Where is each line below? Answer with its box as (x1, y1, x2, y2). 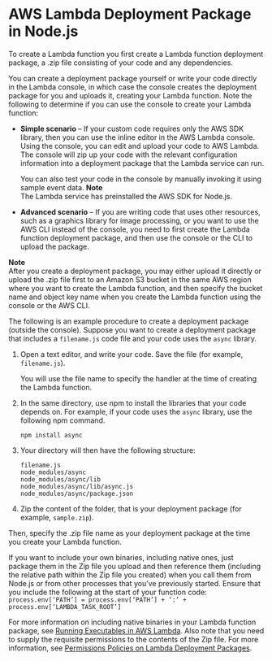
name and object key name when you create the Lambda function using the (8, 292, 261, 302)
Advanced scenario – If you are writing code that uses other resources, (19, 207, 261, 216)
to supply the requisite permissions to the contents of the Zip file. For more (8, 634, 259, 644)
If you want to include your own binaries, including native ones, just (8, 552, 234, 562)
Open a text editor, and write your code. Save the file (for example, (19, 349, 244, 359)
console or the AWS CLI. (8, 300, 91, 310)
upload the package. (19, 241, 89, 251)
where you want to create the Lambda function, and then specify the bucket (8, 283, 263, 293)
